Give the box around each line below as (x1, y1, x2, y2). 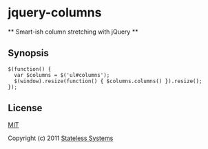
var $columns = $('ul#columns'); (14, 71, 110, 78)
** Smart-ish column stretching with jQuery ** (8, 27, 138, 36)
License (8, 102, 43, 114)
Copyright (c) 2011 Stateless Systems (8, 134, 114, 142)
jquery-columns (8, 5, 102, 21)
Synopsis (8, 47, 49, 59)
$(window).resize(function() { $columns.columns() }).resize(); (14, 78, 202, 84)
